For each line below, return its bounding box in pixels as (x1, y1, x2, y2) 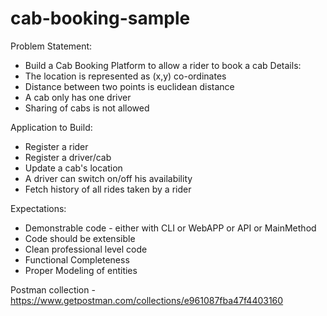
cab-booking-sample (10, 7, 191, 30)
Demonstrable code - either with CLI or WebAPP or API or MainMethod (24, 222, 317, 234)
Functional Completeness (24, 253, 130, 266)
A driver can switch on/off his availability (24, 172, 193, 184)
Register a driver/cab (24, 151, 112, 163)
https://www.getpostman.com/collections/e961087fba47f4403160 (10, 294, 284, 306)
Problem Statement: (10, 40, 93, 52)
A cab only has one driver (24, 91, 132, 103)
